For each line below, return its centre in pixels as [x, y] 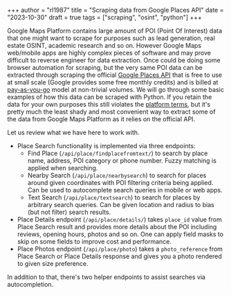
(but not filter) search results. [69, 212]
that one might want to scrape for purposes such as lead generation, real [111, 38]
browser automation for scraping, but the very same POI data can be [105, 68]
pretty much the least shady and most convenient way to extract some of [111, 111]
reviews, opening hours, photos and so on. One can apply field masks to [120, 234]
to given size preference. [53, 263]
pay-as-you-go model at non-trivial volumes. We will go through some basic [116, 90]
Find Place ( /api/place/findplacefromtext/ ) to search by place [118, 153]
